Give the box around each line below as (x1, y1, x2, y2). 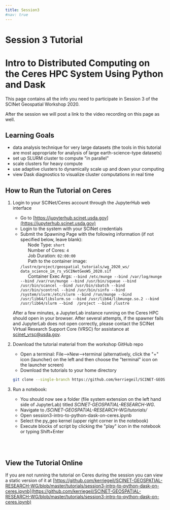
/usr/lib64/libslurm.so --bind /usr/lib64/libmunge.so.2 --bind (20, 297, 159, 302)
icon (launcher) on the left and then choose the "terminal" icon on (20, 357, 158, 363)
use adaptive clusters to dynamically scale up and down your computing (12, 166, 164, 172)
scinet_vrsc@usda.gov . (12, 331, 61, 338)
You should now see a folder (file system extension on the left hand (20, 396, 161, 402)
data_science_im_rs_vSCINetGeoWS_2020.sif (20, 269, 112, 274)
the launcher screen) (20, 362, 64, 368)
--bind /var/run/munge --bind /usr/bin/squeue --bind (20, 279, 137, 284)
